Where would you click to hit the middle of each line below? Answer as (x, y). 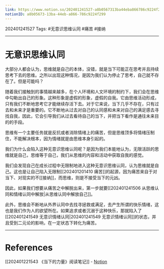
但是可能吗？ (31, 82)
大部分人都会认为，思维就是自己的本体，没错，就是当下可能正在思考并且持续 (82, 69)
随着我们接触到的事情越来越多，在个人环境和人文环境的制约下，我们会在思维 (82, 92)
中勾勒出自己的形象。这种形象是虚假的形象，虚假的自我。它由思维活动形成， (82, 98)
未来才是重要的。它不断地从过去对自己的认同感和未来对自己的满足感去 (84, 110)
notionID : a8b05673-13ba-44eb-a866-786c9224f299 (55, 14)
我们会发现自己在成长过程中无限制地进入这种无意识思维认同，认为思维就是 (80, 166)
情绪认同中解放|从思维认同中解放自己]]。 (54, 194)
